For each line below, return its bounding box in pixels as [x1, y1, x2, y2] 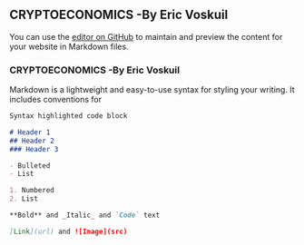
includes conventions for [9, 94, 103, 105]
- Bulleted [9, 161, 51, 171]
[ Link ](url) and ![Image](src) [9, 227, 128, 236]
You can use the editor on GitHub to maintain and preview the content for [9, 31, 283, 42]
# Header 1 [9, 127, 51, 137]
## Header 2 [9, 136, 54, 145]
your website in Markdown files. [9, 41, 129, 52]
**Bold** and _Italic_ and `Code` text [9, 211, 161, 220]
